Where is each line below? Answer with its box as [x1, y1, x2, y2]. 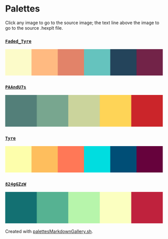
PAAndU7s [5, 84, 26, 90]
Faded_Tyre [5, 38, 31, 44]
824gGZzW [5, 181, 26, 187]
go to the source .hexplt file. [5, 25, 63, 31]
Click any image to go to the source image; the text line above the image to [5, 20, 159, 26]
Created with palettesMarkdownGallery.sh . [5, 228, 93, 234]
